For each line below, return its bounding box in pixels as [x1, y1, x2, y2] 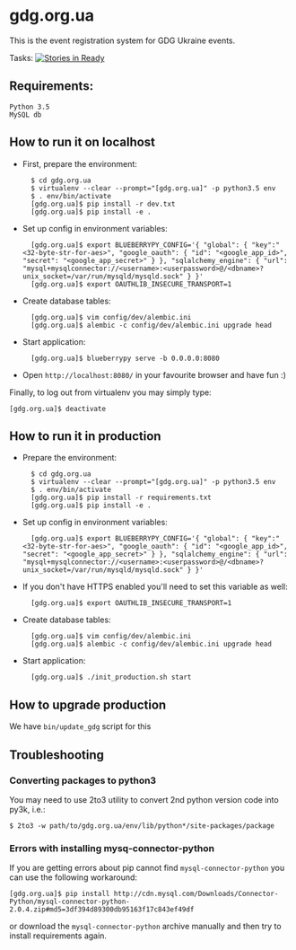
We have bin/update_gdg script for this [9, 721, 152, 732]
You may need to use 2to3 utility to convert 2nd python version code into [9, 794, 280, 805]
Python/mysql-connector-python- [9, 897, 130, 907]
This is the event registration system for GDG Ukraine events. [9, 35, 236, 46]
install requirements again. [9, 930, 108, 941]
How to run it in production [9, 428, 161, 444]
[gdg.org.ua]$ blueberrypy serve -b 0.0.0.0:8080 [30, 354, 220, 363]
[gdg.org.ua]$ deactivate [9, 404, 106, 413]
